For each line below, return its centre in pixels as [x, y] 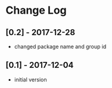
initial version [30, 79]
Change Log [36, 10]
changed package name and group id [60, 46]
